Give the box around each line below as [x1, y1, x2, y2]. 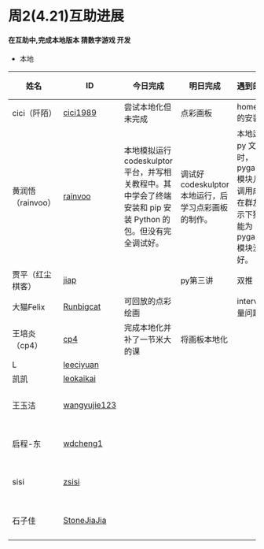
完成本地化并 [123, 322, 171, 333]
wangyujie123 [62, 399, 116, 410]
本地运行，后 [180, 191, 228, 202]
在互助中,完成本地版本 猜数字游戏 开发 [8, 35, 131, 44]
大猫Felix [12, 302, 46, 313]
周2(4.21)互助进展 [8, 7, 124, 25]
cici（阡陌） [12, 108, 57, 119]
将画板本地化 [180, 334, 228, 345]
